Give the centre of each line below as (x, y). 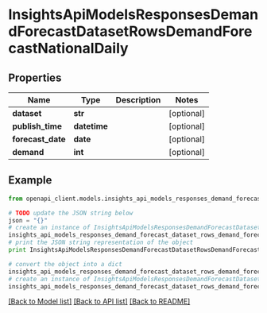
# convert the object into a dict (66, 264)
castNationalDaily (68, 48)
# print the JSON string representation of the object (101, 243)
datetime (91, 126)
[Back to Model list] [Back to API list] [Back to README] (99, 301)
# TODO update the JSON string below (71, 213)
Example (30, 180)
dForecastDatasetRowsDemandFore (130, 31)
